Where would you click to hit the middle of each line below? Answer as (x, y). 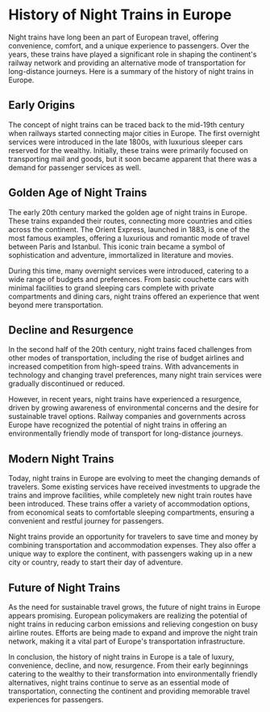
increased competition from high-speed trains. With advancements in (124, 366)
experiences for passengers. (56, 700)
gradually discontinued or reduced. (66, 383)
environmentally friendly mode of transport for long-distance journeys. (126, 433)
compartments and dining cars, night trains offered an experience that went (134, 296)
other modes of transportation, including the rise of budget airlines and (126, 358)
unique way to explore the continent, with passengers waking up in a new (131, 554)
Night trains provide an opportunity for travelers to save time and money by (133, 536)
